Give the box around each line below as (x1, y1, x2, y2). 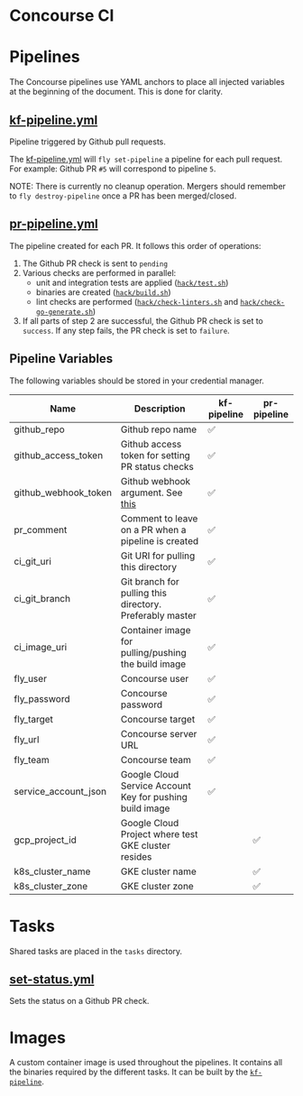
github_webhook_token (14, 486, 113, 499)
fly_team (14, 753, 50, 766)
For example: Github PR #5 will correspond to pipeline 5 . (9, 163, 216, 174)
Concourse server (120, 727, 197, 740)
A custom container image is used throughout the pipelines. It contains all (9, 1057, 282, 1068)
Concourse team (120, 753, 192, 766)
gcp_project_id (14, 834, 77, 846)
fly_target (14, 713, 54, 725)
